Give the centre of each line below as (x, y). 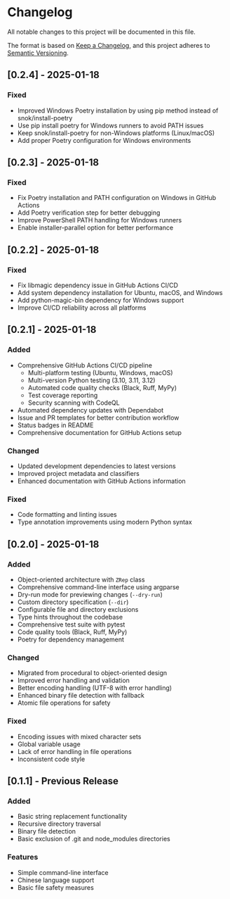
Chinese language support (56, 880)
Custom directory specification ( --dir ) (73, 602)
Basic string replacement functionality (72, 817)
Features (23, 857)
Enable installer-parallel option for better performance (95, 228)
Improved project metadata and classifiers (79, 473)
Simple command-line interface (63, 872)
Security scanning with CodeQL (74, 403)
